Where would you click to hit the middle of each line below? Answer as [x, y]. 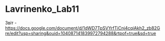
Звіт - [11, 23]
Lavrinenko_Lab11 [42, 9]
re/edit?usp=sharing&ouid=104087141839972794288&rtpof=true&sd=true [81, 33]
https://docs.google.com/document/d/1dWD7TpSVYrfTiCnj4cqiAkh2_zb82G [83, 28]
